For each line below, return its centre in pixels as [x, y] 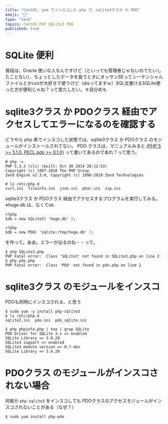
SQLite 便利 [30, 56]
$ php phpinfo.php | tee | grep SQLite [47, 329]
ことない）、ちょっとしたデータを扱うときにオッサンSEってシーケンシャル [86, 77]
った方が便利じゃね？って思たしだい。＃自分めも [56, 90]
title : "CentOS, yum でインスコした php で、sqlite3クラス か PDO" [73, 10]
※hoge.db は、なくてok [30, 205]
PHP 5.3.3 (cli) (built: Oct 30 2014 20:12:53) [56, 166]
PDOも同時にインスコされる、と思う [43, 302]
